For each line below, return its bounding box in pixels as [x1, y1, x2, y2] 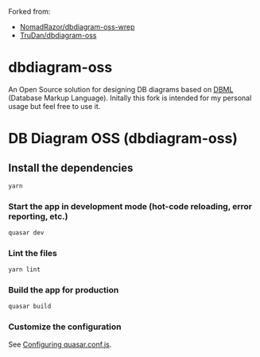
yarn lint [8, 266, 41, 274]
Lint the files [8, 247, 57, 258]
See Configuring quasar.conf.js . [8, 340, 112, 349]
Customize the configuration [8, 321, 122, 332]
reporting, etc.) [8, 211, 68, 222]
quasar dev [8, 229, 45, 237]
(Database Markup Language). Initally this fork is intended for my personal [8, 93, 252, 103]
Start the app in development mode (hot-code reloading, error [8, 200, 253, 211]
